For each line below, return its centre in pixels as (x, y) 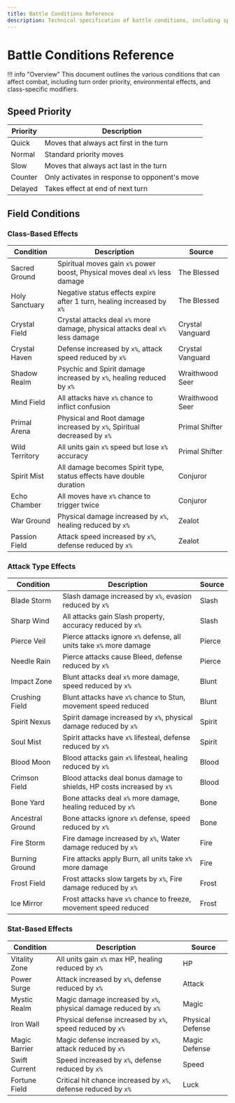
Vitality (22, 959)
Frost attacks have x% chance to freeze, (127, 899)
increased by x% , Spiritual (98, 427)
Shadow (24, 373)
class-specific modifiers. (43, 89)
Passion (24, 536)
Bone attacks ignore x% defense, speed (126, 819)
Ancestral (27, 819)
